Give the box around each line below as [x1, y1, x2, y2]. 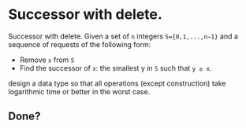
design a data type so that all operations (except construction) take [8, 79, 226, 88]
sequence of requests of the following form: [8, 39, 151, 49]
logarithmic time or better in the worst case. [8, 86, 151, 96]
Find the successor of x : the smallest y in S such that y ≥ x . [19, 63, 212, 72]
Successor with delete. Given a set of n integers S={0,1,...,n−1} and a [8, 31, 239, 41]
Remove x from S [19, 55, 75, 64]
